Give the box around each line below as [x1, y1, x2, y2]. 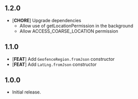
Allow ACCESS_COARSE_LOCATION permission [19, 28, 119, 34]
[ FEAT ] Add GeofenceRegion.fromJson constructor [12, 56, 115, 62]
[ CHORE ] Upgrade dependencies [12, 17, 82, 23]
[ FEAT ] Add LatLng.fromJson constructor [12, 61, 97, 67]
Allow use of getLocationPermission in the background [19, 23, 133, 29]
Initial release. [12, 89, 41, 95]
